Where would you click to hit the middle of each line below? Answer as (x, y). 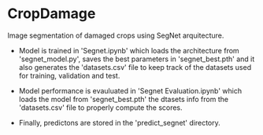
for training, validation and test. (69, 75)
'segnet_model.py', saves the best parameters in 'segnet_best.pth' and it (137, 59)
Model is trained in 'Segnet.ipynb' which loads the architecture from (129, 50)
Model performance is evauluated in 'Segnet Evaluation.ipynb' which (130, 90)
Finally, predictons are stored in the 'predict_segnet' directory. (120, 122)
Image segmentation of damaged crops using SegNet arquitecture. (116, 35)
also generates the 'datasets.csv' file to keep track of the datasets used (135, 67)
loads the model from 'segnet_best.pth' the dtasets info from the (124, 99)
